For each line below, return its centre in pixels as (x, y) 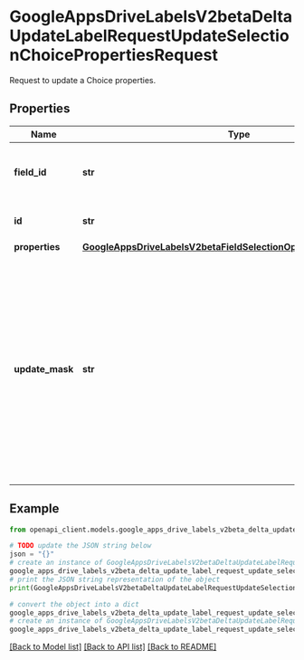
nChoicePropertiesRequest (114, 55)
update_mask (44, 368)
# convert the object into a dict (75, 604)
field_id (30, 172)
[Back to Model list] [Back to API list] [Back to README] (113, 647)
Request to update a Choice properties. (83, 80)
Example (34, 509)
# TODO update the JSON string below (81, 546)
